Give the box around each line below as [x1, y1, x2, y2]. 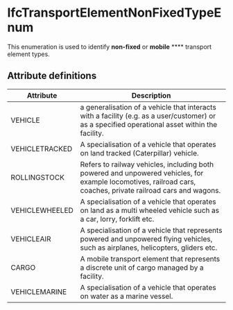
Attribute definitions [7, 70, 97, 82]
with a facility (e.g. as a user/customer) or [80, 111, 216, 121]
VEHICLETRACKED [10, 144, 73, 153]
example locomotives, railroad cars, [80, 177, 196, 187]
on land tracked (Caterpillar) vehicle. [80, 148, 199, 157]
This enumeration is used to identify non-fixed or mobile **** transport [7, 42, 212, 51]
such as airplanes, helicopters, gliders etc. [80, 243, 218, 252]
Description [131, 90, 171, 100]
